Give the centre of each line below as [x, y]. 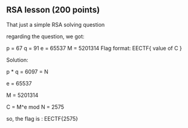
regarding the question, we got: [45, 36]
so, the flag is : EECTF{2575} [42, 118]
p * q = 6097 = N [27, 72]
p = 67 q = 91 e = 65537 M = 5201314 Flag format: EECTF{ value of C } [94, 48]
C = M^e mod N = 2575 [35, 107]
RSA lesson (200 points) [53, 10]
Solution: [17, 59]
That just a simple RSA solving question [56, 24]
